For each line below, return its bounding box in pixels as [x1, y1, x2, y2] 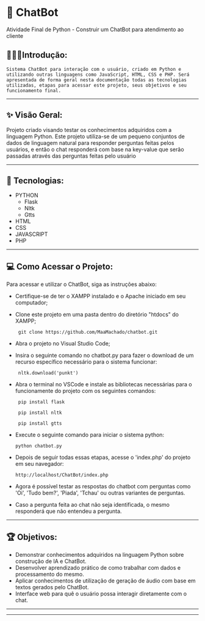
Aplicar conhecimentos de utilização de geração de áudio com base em [15, 577, 196, 584]
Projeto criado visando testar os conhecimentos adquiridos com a [6, 126, 172, 133]
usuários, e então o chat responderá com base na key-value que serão [6, 145, 184, 153]
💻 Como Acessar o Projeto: [6, 261, 113, 271]
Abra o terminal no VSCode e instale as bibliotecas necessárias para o [15, 381, 192, 388]
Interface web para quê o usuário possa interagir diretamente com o [15, 590, 187, 597]
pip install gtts [18, 421, 62, 427]
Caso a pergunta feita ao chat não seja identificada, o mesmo [15, 501, 170, 509]
